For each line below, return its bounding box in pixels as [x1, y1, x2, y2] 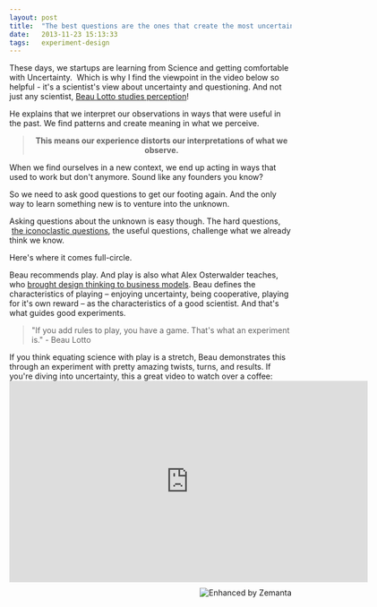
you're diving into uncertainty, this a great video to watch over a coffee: [9, 371, 273, 381]
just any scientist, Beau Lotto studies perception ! [9, 91, 190, 102]
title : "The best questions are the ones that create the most [9, 21, 254, 30]
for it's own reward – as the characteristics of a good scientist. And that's [9, 298, 279, 309]
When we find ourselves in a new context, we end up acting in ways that [9, 162, 277, 173]
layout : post [9, 13, 58, 22]
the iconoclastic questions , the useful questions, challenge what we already [11, 226, 291, 236]
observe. [144, 145, 179, 156]
